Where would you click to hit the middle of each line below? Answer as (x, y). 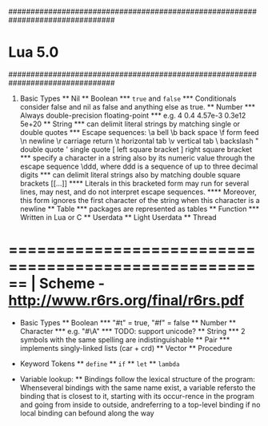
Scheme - (72, 284)
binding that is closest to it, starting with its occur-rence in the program (137, 396)
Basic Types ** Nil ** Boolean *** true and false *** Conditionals (128, 98)
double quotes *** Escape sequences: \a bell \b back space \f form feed (139, 132)
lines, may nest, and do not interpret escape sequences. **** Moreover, (138, 192)
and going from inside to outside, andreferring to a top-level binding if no (140, 404)
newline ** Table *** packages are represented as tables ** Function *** (140, 209)
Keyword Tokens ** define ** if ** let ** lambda (100, 364)
